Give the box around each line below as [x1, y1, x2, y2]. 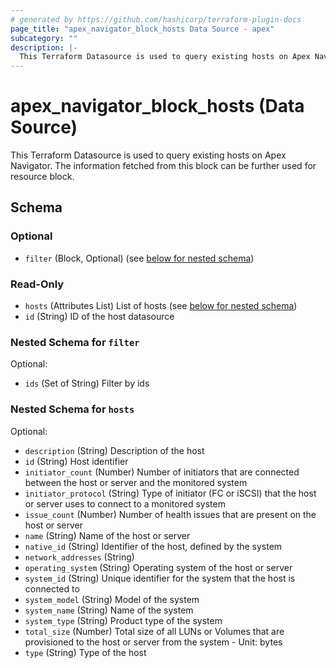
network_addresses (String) [24, 551, 135, 563]
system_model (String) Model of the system [24, 593, 200, 605]
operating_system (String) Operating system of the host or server [24, 561, 293, 573]
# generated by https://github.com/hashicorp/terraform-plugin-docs [10, 14, 302, 25]
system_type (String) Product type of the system [24, 614, 223, 626]
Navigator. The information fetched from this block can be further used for [10, 160, 317, 172]
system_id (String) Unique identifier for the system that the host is [24, 572, 296, 584]
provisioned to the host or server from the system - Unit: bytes [24, 636, 283, 648]
